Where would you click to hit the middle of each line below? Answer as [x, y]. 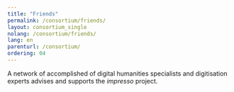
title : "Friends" [33, 14]
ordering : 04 [27, 54]
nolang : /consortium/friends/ [52, 34]
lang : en [20, 40]
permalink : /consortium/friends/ [57, 21]
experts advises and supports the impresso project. [83, 81]
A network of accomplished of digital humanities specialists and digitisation [118, 73]
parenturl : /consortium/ [44, 47]
